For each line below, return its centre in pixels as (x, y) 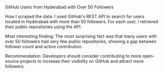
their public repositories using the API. (43, 27)
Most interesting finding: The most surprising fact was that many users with (81, 36)
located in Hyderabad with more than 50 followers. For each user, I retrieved (82, 22)
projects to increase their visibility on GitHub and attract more (82, 61)
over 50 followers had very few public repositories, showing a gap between (81, 41)
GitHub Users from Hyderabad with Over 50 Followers (59, 7)
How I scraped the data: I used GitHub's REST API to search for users (75, 16)
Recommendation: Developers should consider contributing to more (73, 56)
